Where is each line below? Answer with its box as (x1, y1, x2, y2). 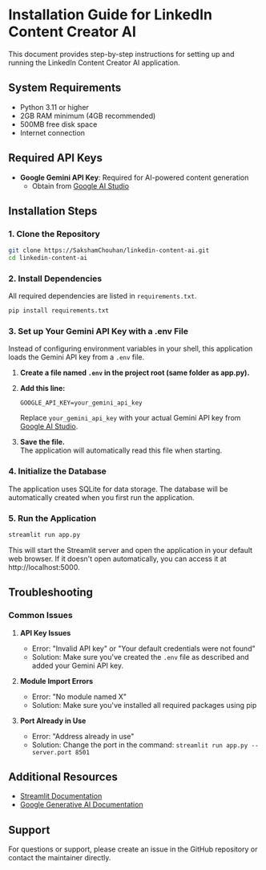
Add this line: (19, 384, 66, 393)
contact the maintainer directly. (8, 853, 111, 863)
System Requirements (8, 81, 122, 95)
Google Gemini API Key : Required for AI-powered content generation (19, 173, 249, 182)
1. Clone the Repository (8, 228, 100, 239)
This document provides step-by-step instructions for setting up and (8, 49, 235, 59)
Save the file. (19, 437, 66, 447)
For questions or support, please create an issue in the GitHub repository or (8, 844, 258, 854)
